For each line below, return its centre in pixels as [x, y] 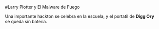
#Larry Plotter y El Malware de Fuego [42, 7]
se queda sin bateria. [26, 22]
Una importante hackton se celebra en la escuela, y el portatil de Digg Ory [80, 16]
